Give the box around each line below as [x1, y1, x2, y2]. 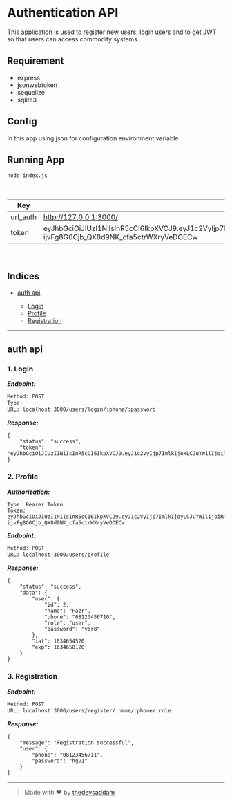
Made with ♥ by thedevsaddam [23, 788, 115, 796]
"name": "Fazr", [43, 607, 91, 614]
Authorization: [7, 488, 50, 496]
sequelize [17, 88, 45, 96]
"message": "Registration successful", [19, 739, 135, 746]
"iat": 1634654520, [32, 638, 88, 645]
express [17, 73, 40, 82]
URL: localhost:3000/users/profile [7, 551, 110, 558]
